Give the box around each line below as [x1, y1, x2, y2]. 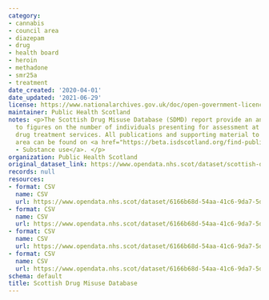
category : [8, 11, 42, 20]
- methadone [8, 64, 48, 72]
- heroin [8, 57, 38, 65]
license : [8, 101, 38, 109]
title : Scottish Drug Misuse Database [8, 279, 138, 288]
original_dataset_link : [8, 161, 88, 169]
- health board [8, 49, 59, 57]
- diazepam [8, 34, 45, 42]
